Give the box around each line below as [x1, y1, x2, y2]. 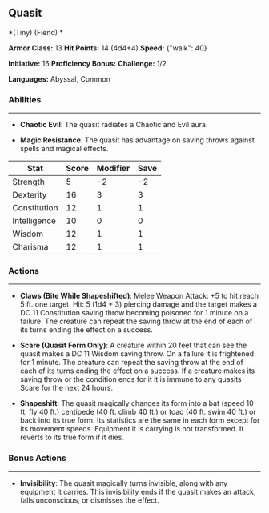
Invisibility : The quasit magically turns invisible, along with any [19, 478, 228, 487]
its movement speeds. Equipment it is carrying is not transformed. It [19, 424, 244, 434]
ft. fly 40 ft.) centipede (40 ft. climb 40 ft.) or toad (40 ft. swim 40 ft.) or [19, 407, 256, 417]
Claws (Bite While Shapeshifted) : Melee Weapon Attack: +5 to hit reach [19, 291, 259, 301]
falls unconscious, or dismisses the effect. [19, 495, 159, 505]
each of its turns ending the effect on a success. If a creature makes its [19, 366, 255, 375]
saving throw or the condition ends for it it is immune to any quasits [19, 375, 242, 384]
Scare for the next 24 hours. [19, 383, 114, 393]
